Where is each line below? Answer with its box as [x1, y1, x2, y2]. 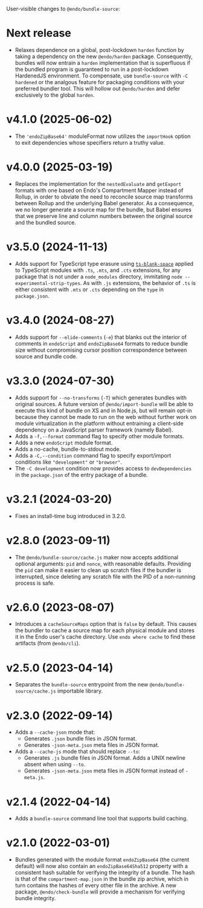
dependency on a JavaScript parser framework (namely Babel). [14, 426, 173, 433]
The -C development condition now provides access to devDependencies [14, 464, 192, 472]
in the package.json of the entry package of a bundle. [14, 471, 148, 478]
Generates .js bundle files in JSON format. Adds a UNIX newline [24, 754, 185, 762]
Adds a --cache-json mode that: [14, 729, 95, 736]
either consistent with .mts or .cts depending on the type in [14, 286, 164, 293]
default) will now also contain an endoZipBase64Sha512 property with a [14, 863, 188, 870]
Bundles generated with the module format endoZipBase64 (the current [14, 856, 190, 863]
